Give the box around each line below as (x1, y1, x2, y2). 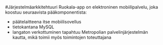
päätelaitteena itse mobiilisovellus (12, 19, 81, 24)
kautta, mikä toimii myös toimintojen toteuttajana (12, 34, 112, 40)
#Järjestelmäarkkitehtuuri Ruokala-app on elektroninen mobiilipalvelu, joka (5, 4, 158, 10)
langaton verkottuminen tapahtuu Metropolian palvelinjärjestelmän (12, 29, 148, 35)
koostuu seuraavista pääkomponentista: (5, 9, 87, 15)
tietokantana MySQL (12, 24, 55, 30)
